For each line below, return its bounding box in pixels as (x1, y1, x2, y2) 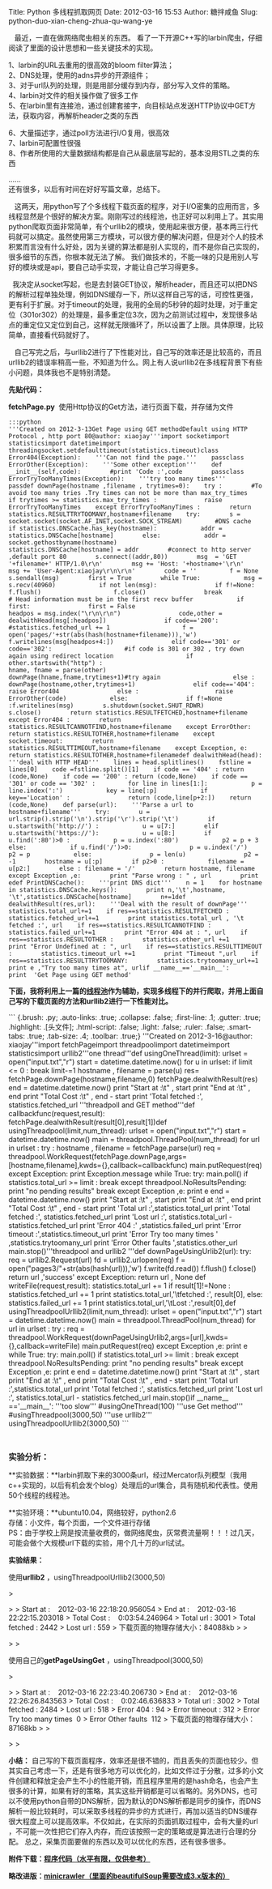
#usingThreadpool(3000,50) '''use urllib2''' (8, 1410, 152, 1419)
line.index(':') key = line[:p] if (8, 787, 208, 795)
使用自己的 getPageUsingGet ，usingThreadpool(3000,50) (8, 1656, 204, 1665)
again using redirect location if (8, 652, 194, 660)
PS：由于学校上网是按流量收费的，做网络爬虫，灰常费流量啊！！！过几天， (8, 1528, 259, 1537)
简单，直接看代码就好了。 (8, 330, 94, 339)
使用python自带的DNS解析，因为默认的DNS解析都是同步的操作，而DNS (22, 1797, 261, 1806)
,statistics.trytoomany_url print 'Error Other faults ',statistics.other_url (8, 1238, 238, 1247)
